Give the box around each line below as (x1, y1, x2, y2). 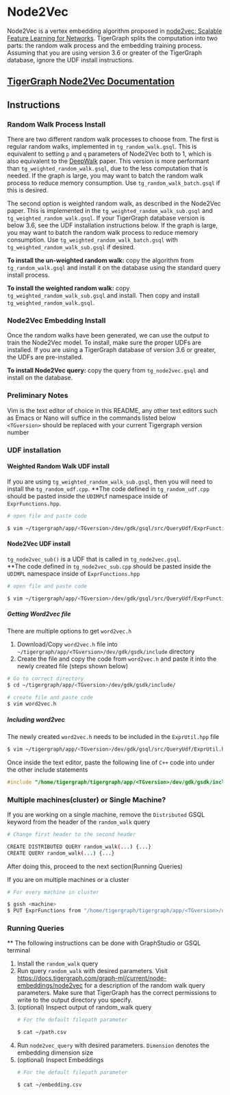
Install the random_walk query (16, 959, 99, 968)
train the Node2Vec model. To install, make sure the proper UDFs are (7, 338, 202, 347)
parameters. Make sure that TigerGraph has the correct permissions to (16, 989, 217, 997)
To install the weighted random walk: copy (7, 284, 130, 292)
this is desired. (7, 186, 49, 194)
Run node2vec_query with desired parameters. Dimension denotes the (16, 1042, 210, 1050)
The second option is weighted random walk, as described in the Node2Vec (7, 199, 221, 207)
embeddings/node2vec (16, 981, 84, 990)
